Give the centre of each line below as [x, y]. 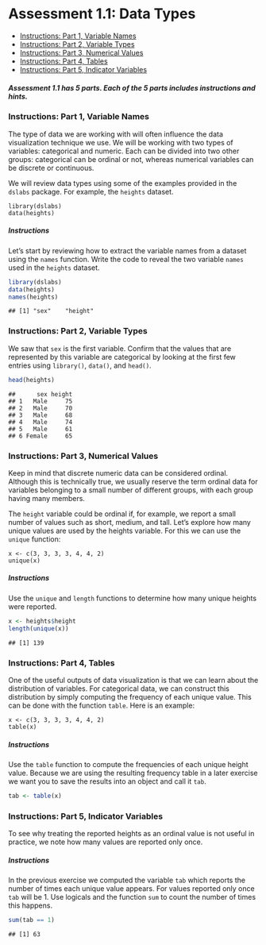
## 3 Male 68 [40, 415]
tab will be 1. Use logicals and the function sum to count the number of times [132, 897]
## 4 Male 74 [40, 422]
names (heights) [33, 297]
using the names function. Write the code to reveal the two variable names [126, 259]
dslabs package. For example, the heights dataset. [91, 191]
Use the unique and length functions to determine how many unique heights [132, 598]
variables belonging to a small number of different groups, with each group [131, 490]
